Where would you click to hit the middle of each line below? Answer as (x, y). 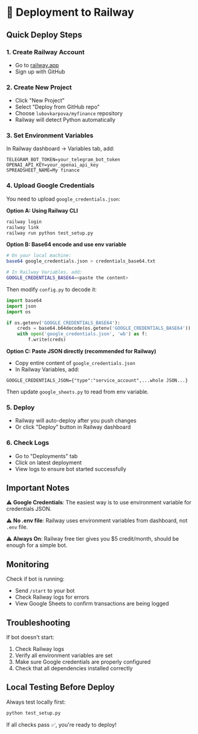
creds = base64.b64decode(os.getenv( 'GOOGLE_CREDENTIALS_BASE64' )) (104, 329)
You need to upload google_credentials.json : (63, 199)
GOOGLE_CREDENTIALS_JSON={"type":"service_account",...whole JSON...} (97, 381)
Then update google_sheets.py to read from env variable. (78, 392)
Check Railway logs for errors (52, 597)
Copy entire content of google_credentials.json (75, 363)
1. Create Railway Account (45, 52)
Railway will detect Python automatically (65, 120)
